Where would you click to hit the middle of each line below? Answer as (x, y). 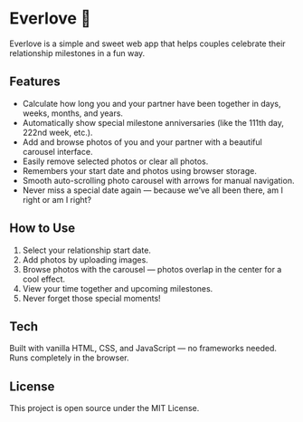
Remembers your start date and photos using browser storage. (140, 170)
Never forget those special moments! (91, 298)
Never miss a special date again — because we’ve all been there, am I (152, 190)
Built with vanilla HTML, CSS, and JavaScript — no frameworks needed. (143, 349)
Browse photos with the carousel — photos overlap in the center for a (152, 269)
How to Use (43, 229)
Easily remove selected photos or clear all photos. (115, 161)
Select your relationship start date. (87, 250)
